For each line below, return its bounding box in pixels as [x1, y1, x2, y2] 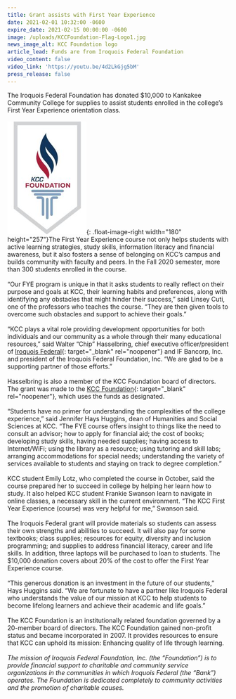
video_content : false [7, 56, 71, 63]
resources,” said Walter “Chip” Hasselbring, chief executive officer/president [7, 340, 229, 348]
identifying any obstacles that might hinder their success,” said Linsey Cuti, [7, 295, 225, 303]
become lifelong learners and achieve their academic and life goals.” [7, 601, 206, 610]
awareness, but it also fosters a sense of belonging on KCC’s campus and [7, 250, 221, 258]
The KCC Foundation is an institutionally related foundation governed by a [7, 616, 221, 624]
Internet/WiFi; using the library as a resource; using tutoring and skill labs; [7, 444, 221, 453]
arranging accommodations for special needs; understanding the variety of [7, 451, 225, 460]
